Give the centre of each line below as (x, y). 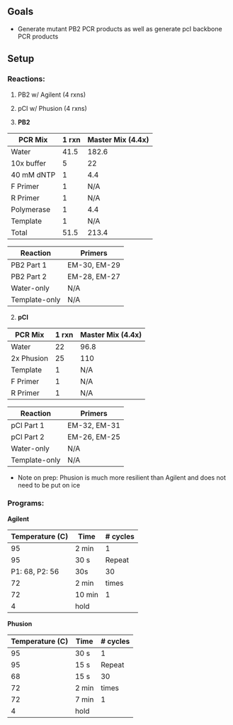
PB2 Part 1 (29, 264)
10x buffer (29, 163)
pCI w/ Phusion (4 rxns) (52, 108)
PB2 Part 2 (29, 276)
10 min (87, 594)
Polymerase (31, 209)
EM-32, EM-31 (93, 425)
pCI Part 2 (28, 436)
